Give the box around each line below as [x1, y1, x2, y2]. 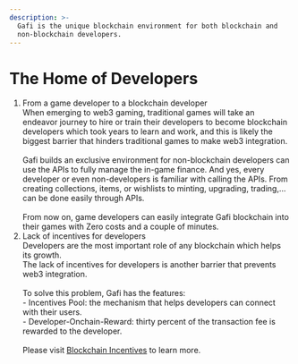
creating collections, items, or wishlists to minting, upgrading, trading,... [21, 183, 286, 194]
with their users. [21, 307, 82, 317]
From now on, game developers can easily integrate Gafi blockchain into [21, 212, 289, 223]
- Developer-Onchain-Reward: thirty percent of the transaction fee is [21, 317, 276, 327]
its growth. [21, 250, 63, 260]
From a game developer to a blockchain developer [21, 97, 208, 108]
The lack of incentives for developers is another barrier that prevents [21, 259, 277, 270]
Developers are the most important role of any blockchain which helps [21, 241, 282, 251]
